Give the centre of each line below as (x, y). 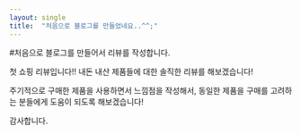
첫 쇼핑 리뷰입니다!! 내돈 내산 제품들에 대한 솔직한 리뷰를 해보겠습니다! (131, 71)
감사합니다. (29, 121)
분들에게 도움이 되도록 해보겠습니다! (81, 101)
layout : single (38, 17)
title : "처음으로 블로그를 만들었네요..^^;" (84, 26)
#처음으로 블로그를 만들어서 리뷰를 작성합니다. (90, 52)
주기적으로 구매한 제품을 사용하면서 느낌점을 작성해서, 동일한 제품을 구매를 (139, 90)
